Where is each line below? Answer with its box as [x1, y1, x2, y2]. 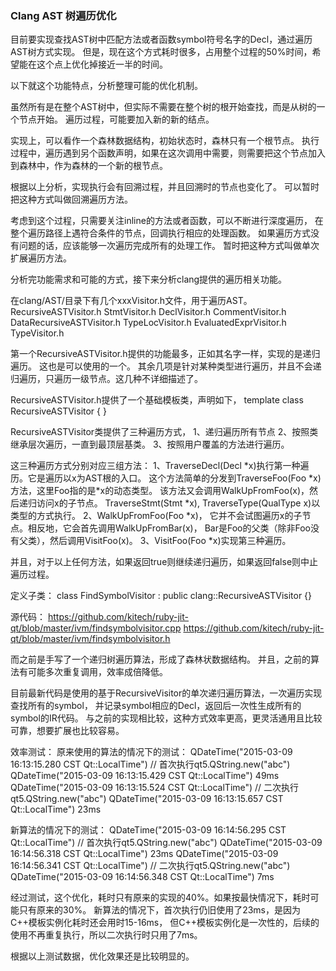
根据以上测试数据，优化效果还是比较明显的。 [10, 950, 195, 962]
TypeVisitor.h [10, 327, 65, 339]
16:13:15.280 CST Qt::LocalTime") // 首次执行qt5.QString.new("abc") [10, 758, 291, 771]
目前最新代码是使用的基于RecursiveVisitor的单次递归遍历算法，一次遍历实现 [10, 687, 323, 699]
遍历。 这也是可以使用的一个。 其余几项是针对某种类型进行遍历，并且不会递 [10, 360, 322, 372]
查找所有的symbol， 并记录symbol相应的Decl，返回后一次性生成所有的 [10, 700, 302, 712]
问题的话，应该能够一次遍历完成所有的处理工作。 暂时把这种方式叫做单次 [18, 240, 320, 252]
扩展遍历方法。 [10, 252, 72, 264]
